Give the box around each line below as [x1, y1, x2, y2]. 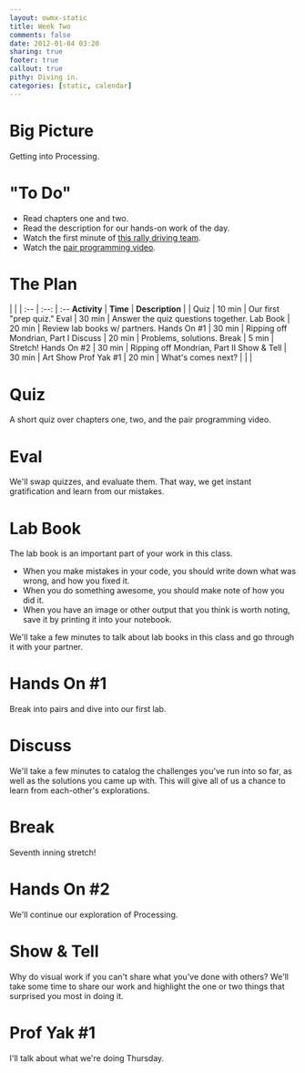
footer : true [9, 56, 59, 65]
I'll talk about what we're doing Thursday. [9, 1052, 165, 1063]
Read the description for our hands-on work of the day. [22, 222, 230, 233]
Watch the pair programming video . [22, 242, 157, 253]
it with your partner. [9, 642, 84, 653]
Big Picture [9, 120, 94, 141]
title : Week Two [9, 22, 71, 31]
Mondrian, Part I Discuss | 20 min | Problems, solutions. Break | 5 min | [9, 333, 275, 344]
